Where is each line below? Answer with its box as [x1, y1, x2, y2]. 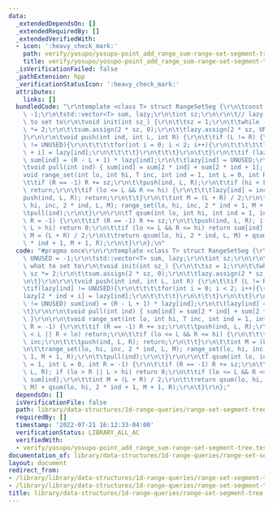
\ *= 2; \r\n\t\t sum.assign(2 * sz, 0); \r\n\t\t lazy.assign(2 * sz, [23, 125, 256, 134]
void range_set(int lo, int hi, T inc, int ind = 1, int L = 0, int [23, 171, 260, 179]
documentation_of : [8, 451, 71, 459]
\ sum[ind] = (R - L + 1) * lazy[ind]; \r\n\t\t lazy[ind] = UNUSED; [23, 156, 256, 164]
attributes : [15, 87, 57, 96]
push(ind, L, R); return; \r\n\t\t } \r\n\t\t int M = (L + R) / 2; [23, 193, 245, 202]
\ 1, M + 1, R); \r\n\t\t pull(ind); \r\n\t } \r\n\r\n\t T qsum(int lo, [23, 353, 256, 361]
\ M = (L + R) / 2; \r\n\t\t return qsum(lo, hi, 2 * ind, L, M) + [23, 231, 249, 240]
